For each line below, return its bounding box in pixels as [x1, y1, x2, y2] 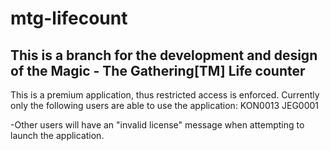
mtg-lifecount [10, 7, 128, 30]
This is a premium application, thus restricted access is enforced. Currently [10, 89, 320, 101]
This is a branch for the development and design [10, 47, 318, 64]
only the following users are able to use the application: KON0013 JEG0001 [10, 100, 320, 111]
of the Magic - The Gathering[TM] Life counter [10, 62, 306, 79]
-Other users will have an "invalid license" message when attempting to [10, 119, 305, 131]
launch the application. [10, 130, 105, 141]
